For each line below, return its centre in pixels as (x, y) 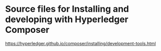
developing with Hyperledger (67, 19)
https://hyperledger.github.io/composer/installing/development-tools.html (80, 43)
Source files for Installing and (67, 9)
